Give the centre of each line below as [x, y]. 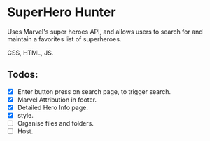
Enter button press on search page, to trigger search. [94, 91]
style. [25, 115]
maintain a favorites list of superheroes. [64, 39]
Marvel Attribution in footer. [57, 100]
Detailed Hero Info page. [53, 107]
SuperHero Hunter [62, 12]
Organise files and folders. [56, 123]
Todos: [23, 75]
